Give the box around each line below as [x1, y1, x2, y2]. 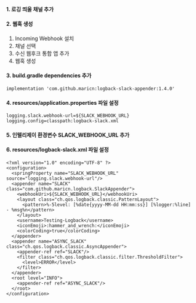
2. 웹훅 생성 [6, 20, 33, 28]
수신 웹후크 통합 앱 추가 [14, 50, 70, 57]
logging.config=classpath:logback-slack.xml [6, 118, 119, 124]
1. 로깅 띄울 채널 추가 [6, 5, 54, 13]
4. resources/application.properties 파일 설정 [6, 99, 119, 106]
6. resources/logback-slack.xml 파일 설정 [6, 146, 109, 153]
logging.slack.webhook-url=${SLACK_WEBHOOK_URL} [6, 113, 130, 119]
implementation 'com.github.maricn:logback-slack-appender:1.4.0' [6, 86, 175, 92]
